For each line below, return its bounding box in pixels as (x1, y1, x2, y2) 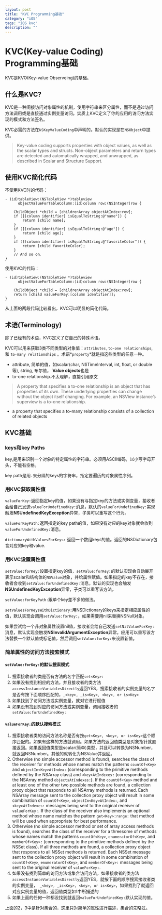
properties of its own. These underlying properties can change (16, 388, 142, 394)
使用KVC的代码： (5, 265, 40, 271)
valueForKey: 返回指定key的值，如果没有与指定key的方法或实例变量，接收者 (5, 498, 156, 504)
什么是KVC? (5, 90, 42, 99)
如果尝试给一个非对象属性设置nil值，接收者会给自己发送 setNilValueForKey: (5, 623, 155, 629)
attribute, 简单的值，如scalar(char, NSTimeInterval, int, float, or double (12, 361, 152, 367)
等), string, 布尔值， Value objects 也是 (12, 367, 89, 373)
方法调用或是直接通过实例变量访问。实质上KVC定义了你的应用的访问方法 (5, 110, 149, 116)
